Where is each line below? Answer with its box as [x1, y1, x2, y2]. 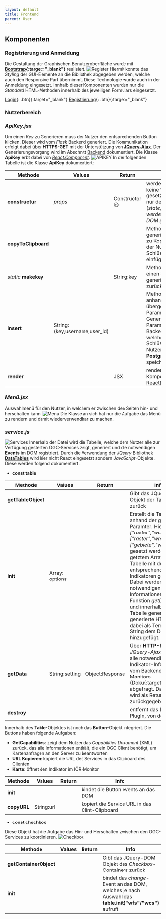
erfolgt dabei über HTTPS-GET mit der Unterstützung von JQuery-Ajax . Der [5, 144, 161, 150]
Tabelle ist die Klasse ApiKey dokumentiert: [5, 160, 94, 166]
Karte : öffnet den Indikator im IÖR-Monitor [12, 766, 99, 772]
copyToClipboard [7, 241, 49, 247]
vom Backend [130, 667, 162, 674]
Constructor [113, 195, 142, 202]
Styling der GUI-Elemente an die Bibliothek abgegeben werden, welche [5, 71, 150, 77]
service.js [5, 428, 30, 435]
